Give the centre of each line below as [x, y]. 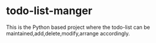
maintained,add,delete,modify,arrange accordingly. [68, 33]
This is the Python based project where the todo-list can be [78, 27]
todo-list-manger [49, 11]
